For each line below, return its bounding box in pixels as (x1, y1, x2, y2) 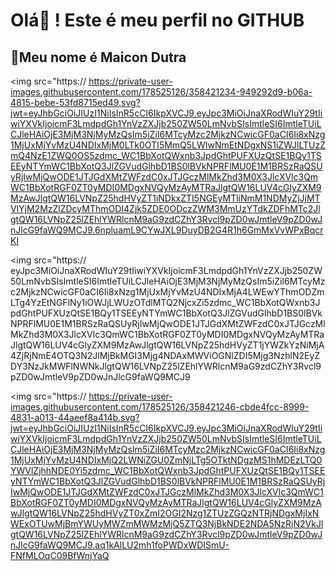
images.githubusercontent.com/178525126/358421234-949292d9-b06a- (10, 86, 313, 98)
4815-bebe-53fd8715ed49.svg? (10, 97, 141, 108)
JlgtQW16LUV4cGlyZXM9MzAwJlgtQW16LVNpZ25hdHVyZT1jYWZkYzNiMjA (10, 339, 325, 351)
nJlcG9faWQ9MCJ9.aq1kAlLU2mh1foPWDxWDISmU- (10, 539, 230, 551)
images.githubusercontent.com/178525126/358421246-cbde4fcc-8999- (10, 401, 310, 413)
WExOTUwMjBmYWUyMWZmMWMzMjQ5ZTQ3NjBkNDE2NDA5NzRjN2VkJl (10, 518, 324, 529)
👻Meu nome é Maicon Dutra (10, 49, 187, 66)
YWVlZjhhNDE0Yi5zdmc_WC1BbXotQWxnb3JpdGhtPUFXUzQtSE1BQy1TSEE (10, 465, 326, 476)
